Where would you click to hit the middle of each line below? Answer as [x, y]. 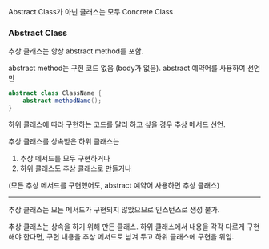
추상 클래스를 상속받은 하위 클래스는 [64, 141]
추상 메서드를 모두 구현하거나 [65, 158]
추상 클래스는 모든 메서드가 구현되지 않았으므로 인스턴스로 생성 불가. [114, 209]
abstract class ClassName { [55, 93]
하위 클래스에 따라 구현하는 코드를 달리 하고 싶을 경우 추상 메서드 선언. [117, 124]
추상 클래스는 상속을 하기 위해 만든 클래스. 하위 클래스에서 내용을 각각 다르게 [127, 227]
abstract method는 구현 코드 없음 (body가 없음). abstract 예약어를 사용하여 [127, 68]
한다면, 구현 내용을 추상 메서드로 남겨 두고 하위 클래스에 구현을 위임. [128, 236]
